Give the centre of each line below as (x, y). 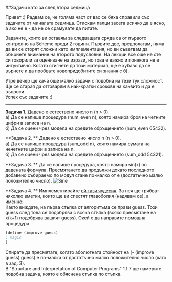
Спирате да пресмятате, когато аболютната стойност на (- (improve (80, 252)
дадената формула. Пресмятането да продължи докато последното (80, 170)
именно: (15, 202)
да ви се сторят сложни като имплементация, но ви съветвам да (77, 49)
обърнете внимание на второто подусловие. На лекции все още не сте (83, 54)
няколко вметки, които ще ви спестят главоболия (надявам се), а (77, 196)
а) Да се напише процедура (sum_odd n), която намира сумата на (78, 144)
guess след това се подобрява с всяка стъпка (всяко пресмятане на (81, 213)
